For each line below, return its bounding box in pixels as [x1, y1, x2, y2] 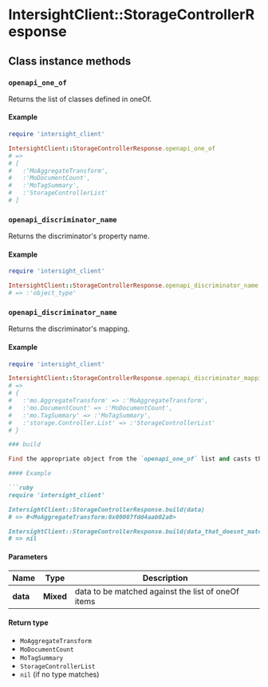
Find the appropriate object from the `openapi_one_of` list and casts [8, 455, 251, 463]
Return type [8, 618, 49, 627]
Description [142, 572, 188, 583]
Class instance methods [8, 54, 132, 68]
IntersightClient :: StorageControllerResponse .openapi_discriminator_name [8, 281, 259, 290]
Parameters [8, 552, 48, 561]
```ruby [8, 484, 34, 492]
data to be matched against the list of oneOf [74, 586, 239, 597]
